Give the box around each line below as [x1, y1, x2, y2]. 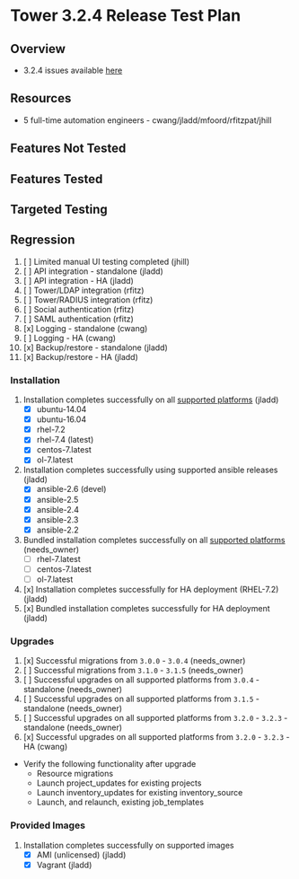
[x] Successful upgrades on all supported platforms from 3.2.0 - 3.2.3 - [22, 732, 290, 743]
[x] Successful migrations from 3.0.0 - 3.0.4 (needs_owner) [22, 655, 246, 666]
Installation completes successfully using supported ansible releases [22, 464, 278, 476]
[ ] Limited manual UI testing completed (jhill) [22, 256, 190, 267]
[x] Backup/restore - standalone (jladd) [22, 342, 169, 353]
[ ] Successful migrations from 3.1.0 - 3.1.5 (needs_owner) [22, 665, 244, 676]
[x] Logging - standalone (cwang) [22, 322, 148, 333]
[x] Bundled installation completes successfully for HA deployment [22, 602, 270, 613]
